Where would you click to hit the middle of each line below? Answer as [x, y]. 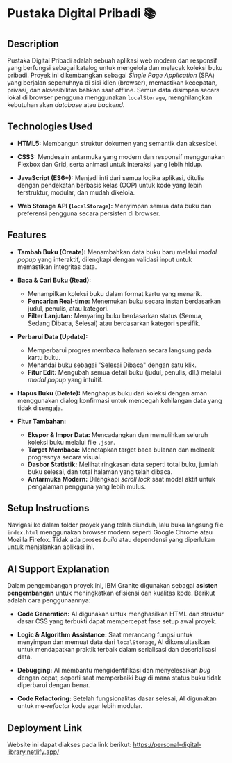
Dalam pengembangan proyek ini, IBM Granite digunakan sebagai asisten [113, 586]
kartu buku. [44, 357]
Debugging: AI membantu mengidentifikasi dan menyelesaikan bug [114, 671]
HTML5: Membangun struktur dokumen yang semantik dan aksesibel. [117, 143]
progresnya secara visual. [65, 457]
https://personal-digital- [167, 745]
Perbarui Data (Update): [52, 336]
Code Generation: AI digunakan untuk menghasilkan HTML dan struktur [120, 614]
